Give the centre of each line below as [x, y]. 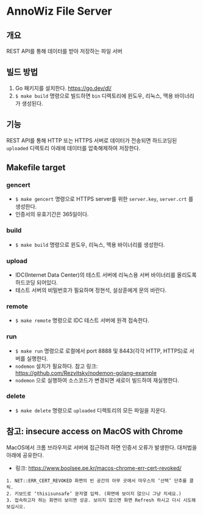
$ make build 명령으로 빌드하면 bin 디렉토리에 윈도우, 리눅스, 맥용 [94, 95]
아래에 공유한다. [25, 455]
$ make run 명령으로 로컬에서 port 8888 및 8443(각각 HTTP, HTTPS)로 [101, 351]
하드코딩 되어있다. [36, 282]
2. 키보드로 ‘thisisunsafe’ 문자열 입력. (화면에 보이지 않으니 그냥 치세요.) [94, 494]
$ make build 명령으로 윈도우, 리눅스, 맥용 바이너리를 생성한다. [90, 244]
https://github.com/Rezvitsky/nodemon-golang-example [86, 373]
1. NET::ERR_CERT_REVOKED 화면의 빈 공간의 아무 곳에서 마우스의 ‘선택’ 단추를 [97, 481]
